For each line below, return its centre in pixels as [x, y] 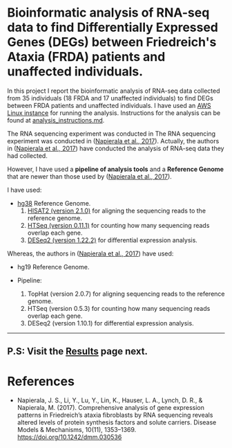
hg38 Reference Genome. [54, 203]
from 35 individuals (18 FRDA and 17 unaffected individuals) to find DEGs [110, 98]
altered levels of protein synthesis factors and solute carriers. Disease [117, 422]
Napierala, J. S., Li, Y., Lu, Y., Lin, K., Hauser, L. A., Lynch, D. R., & [110, 400]
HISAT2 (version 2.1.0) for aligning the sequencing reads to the [116, 210]
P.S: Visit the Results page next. [78, 351]
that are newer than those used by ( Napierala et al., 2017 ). [90, 176]
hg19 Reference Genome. [53, 267]
